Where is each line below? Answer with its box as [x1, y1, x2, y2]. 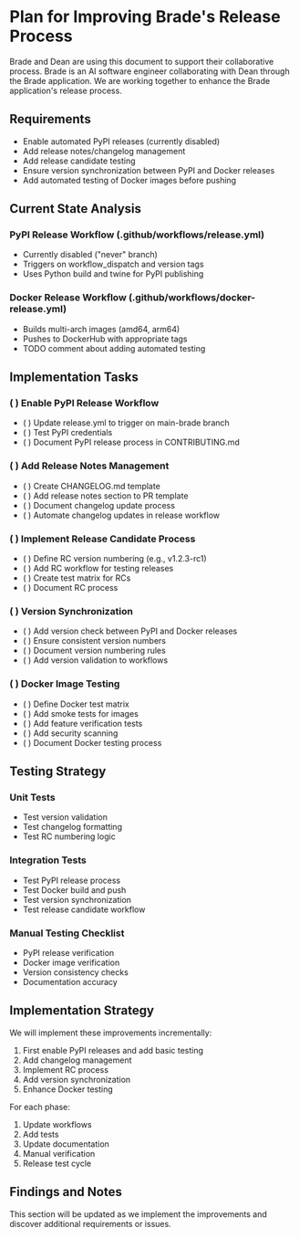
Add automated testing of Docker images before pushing [22, 174, 237, 185]
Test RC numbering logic [22, 831, 116, 842]
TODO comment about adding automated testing [22, 342, 206, 353]
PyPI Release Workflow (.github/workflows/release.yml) [9, 228, 265, 241]
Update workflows [22, 1118, 93, 1129]
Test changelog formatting [22, 822, 123, 833]
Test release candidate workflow [22, 904, 146, 915]
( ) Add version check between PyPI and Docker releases [22, 625, 238, 636]
